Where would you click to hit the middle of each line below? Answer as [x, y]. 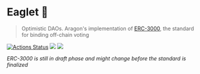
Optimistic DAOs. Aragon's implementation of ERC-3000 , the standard [108, 28]
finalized [18, 65]
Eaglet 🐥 [27, 12]
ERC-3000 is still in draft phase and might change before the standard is [96, 58]
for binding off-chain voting [55, 34]
